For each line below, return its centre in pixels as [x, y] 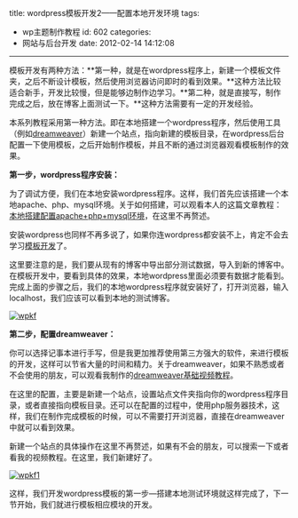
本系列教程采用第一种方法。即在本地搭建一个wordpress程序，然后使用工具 [145, 122]
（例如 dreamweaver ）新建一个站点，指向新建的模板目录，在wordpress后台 [147, 133]
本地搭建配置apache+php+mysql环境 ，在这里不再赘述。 [112, 215]
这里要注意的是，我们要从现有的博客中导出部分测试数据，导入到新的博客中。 [149, 264]
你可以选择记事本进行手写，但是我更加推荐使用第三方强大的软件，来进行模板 [149, 353]
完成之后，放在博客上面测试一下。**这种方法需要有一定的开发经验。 [134, 104]
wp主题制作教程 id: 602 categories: [86, 32]
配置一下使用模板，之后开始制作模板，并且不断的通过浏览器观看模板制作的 [145, 144]
